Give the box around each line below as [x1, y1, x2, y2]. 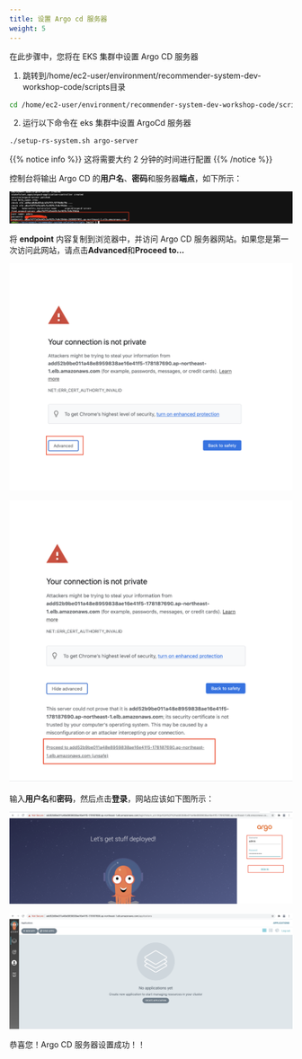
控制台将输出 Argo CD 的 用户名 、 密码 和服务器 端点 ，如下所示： [9, 173, 243, 184]
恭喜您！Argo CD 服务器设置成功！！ [9, 1039, 146, 1050]
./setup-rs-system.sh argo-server [9, 137, 139, 146]
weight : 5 [9, 23, 47, 33]
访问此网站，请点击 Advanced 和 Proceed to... [16, 244, 185, 255]
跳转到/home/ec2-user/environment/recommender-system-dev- [22, 70, 262, 81]
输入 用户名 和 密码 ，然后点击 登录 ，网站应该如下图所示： [9, 793, 214, 804]
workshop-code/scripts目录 [22, 81, 126, 92]
